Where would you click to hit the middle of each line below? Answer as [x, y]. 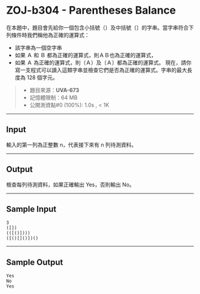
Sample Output [35, 262]
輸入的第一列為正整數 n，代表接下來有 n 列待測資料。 [71, 145]
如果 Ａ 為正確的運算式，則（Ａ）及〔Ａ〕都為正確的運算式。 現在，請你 [103, 62]
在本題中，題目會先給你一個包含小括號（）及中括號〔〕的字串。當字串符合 [97, 27]
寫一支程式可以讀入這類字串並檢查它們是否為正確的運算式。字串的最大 [101, 70]
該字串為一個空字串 [38, 48]
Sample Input [31, 209]
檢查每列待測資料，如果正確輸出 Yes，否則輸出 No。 [71, 184]
